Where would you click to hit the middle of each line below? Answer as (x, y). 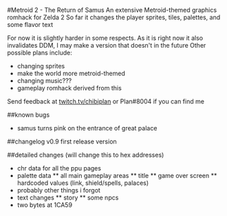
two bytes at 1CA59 (45, 205)
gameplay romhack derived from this (69, 88)
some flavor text (30, 24)
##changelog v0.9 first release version (62, 141)
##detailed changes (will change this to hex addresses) (86, 155)
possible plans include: (40, 52)
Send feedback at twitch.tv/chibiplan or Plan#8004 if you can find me (106, 101)
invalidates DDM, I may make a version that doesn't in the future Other (107, 45)
